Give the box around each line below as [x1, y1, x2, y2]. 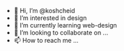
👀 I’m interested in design [13, 14, 87, 22]
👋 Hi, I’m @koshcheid [13, 7, 75, 14]
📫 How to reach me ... [13, 37, 79, 44]
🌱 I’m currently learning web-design [13, 21, 117, 29]
